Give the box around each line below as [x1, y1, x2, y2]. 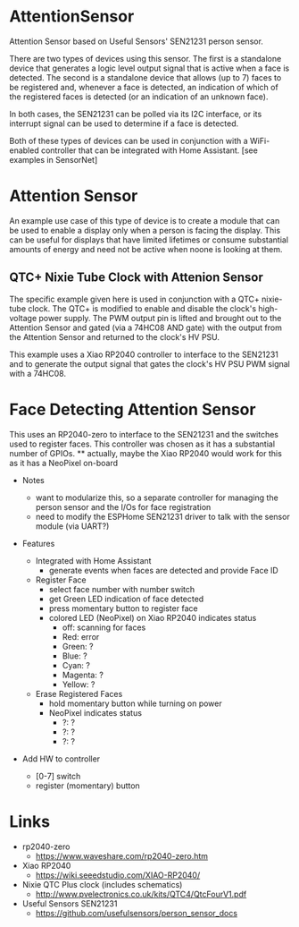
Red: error [62, 631, 100, 642]
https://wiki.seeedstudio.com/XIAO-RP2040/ [35, 870, 201, 880]
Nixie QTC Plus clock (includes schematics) [21, 879, 183, 889]
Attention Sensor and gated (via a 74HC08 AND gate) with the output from [9, 322, 283, 333]
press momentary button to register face [48, 602, 198, 614]
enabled [9, 145, 39, 156]
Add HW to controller [21, 753, 101, 764]
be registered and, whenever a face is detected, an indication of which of [9, 81, 278, 92]
